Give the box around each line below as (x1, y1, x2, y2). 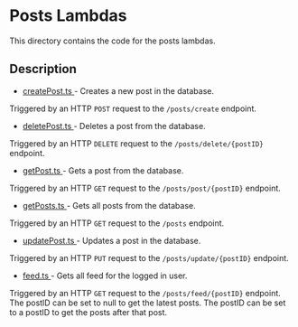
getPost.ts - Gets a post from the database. (22, 164, 184, 176)
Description (9, 61, 77, 77)
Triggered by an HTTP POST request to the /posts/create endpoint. (9, 103, 257, 114)
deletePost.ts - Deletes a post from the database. (22, 120, 206, 131)
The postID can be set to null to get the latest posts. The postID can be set (9, 297, 286, 308)
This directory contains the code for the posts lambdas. (9, 35, 216, 46)
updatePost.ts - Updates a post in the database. (22, 235, 201, 246)
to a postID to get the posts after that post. (9, 306, 168, 317)
